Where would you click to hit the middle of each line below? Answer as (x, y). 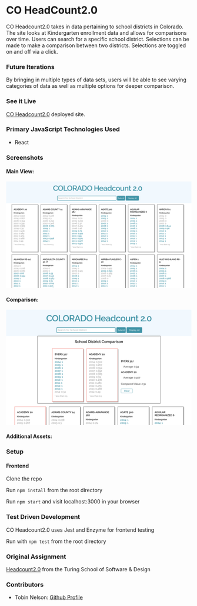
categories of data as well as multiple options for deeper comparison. (90, 86)
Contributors (25, 584)
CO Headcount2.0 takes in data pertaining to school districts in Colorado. (95, 27)
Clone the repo (24, 479)
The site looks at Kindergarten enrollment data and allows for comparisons (96, 32)
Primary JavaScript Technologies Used (63, 129)
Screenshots (25, 157)
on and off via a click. (32, 51)
